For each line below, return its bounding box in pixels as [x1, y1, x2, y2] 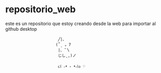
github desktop [5, 26, 37, 32]
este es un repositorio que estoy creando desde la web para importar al [5, 20, 156, 27]
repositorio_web [5, 4, 76, 15]
